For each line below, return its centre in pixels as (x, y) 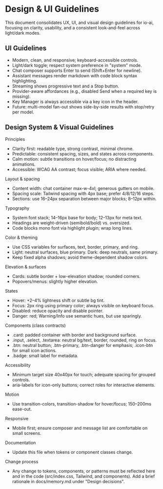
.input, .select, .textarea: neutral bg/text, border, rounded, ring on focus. (84, 340)
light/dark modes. (23, 33)
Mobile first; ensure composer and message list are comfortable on (80, 428)
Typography (17, 208)
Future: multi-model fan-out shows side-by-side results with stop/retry (83, 106)
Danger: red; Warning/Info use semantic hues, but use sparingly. (77, 316)
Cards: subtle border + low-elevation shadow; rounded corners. (76, 276)
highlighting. (25, 81)
